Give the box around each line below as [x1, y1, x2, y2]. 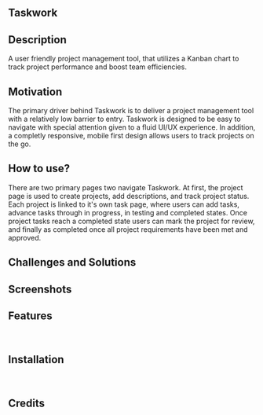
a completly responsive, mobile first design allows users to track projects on [8, 131, 255, 141]
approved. [8, 233, 42, 242]
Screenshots [8, 282, 72, 296]
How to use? [8, 162, 71, 175]
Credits [8, 396, 46, 409]
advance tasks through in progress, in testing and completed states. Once [8, 207, 247, 217]
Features [8, 310, 53, 322]
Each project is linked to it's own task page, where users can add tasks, [8, 200, 239, 209]
